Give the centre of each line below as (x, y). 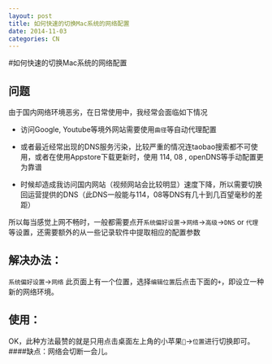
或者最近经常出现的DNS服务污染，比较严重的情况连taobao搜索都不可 (136, 147)
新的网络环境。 (33, 292)
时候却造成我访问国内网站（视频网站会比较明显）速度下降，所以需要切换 (141, 185)
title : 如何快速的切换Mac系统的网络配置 (69, 24)
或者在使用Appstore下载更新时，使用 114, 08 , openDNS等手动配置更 (149, 157)
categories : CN (34, 39)
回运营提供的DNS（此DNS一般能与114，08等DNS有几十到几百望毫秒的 (138, 195)
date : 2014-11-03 (38, 31)
